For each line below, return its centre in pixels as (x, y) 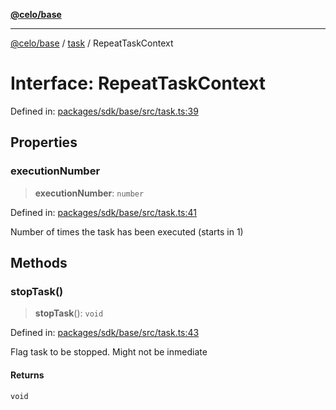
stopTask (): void (69, 313)
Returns (27, 375)
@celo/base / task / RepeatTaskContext (92, 43)
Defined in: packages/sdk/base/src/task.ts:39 (104, 111)
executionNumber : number (89, 193)
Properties (44, 142)
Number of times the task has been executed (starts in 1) (127, 231)
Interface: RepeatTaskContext (138, 83)
